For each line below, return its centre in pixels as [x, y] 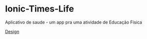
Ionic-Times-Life [40, 9]
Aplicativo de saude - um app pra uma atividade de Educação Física [74, 22]
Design [12, 31]
